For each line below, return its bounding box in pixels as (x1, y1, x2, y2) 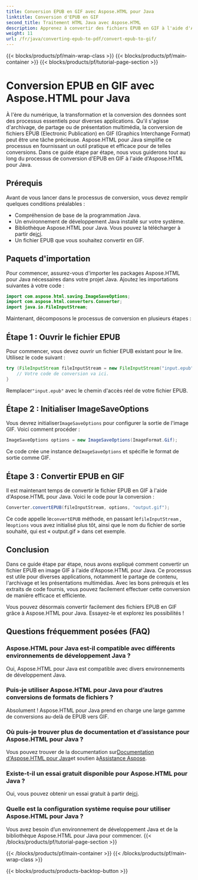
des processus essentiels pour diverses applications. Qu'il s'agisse (6, 117, 169, 124)
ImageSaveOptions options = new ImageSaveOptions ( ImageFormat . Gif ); (6, 437, 178, 443)
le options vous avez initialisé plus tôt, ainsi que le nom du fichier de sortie (6, 522, 186, 528)
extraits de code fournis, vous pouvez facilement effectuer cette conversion (6, 585, 190, 592)
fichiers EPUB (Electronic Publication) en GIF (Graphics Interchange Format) (6, 130, 191, 137)
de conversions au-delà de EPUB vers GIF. (6, 713, 109, 720)
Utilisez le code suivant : (6, 354, 66, 361)
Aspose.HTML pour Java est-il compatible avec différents (6, 644, 176, 652)
